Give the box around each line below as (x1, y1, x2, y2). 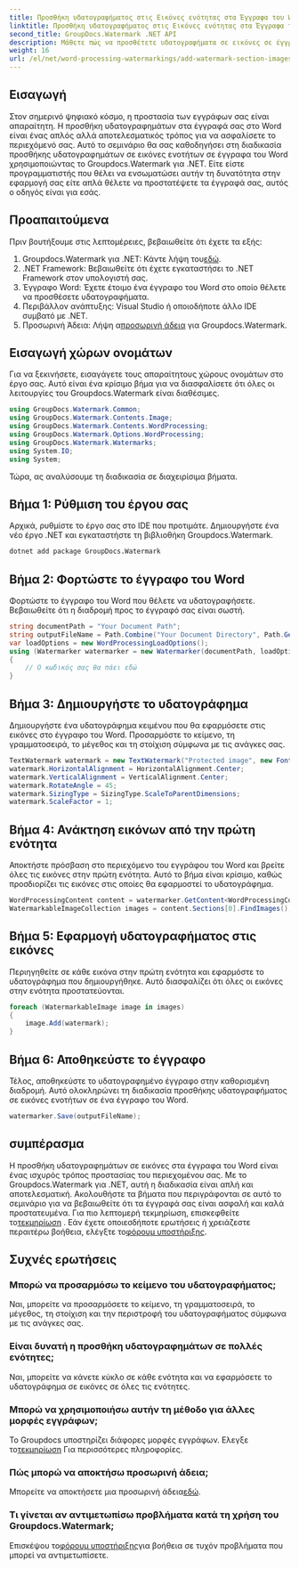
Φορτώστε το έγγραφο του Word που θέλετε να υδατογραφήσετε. (9, 596, 255, 606)
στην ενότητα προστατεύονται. (9, 985, 125, 996)
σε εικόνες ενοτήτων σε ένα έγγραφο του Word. (9, 1094, 189, 1105)
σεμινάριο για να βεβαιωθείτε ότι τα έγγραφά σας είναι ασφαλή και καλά (9, 1198, 285, 1208)
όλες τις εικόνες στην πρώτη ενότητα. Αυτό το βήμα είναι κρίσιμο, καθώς (9, 869, 283, 880)
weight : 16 (9, 46, 50, 55)
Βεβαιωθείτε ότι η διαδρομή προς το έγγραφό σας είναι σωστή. (9, 605, 245, 615)
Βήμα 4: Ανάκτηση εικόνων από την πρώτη (9, 822, 256, 837)
